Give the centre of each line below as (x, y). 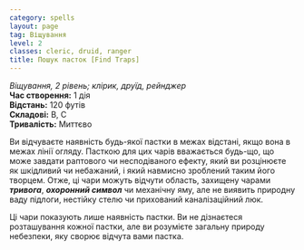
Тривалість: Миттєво (51, 124)
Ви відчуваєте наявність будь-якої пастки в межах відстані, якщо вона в (150, 142)
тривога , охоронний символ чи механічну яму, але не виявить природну (152, 190)
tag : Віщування (38, 34)
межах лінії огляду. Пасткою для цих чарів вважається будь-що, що (142, 151)
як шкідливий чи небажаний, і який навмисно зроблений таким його (142, 170)
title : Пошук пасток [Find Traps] (75, 60)
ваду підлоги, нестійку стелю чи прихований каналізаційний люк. (137, 199)
